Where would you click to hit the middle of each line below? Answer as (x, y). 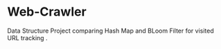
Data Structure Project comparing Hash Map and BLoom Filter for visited (111, 31)
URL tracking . (27, 37)
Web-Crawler (47, 12)
